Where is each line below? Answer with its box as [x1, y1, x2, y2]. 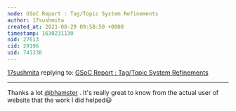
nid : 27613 [7, 36, 39, 43]
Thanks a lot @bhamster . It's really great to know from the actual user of [7, 88, 219, 96]
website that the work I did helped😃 [7, 96, 112, 104]
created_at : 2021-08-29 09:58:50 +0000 [7, 23, 124, 30]
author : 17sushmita [7, 17, 65, 24]
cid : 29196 [7, 43, 39, 50]
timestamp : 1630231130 [7, 29, 74, 37]
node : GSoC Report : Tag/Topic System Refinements [7, 10, 159, 17]
